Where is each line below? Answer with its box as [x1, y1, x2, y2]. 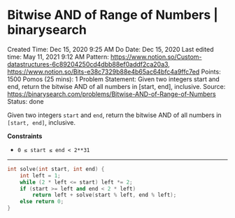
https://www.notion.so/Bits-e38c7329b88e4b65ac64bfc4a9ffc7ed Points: [7, 67, 222, 76]
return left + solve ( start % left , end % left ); [32, 191, 177, 199]
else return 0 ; [20, 198, 64, 205]
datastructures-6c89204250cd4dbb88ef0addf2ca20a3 [7, 60, 169, 68]
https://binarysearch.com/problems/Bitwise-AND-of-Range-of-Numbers [7, 90, 216, 98]
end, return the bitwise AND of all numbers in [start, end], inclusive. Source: [7, 82, 226, 90]
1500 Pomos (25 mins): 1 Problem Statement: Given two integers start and [7, 74, 220, 83]
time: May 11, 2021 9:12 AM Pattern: [7, 53, 110, 61]
